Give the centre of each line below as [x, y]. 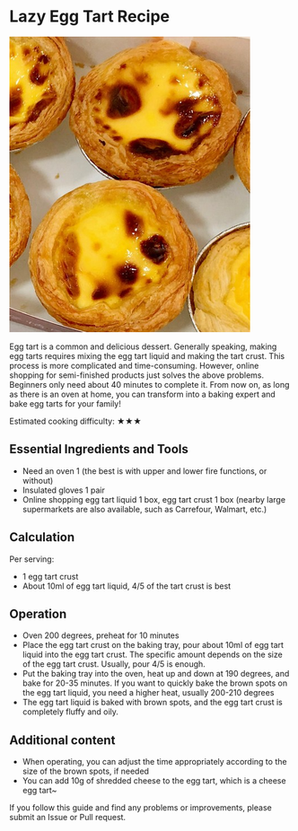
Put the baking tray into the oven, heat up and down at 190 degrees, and [156, 674]
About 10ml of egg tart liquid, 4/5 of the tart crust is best [127, 586]
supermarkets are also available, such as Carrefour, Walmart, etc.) [145, 509]
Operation [38, 613]
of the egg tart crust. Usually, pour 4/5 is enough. [114, 664]
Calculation [42, 537]
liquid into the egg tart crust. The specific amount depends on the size [152, 655]
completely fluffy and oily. [70, 712]
